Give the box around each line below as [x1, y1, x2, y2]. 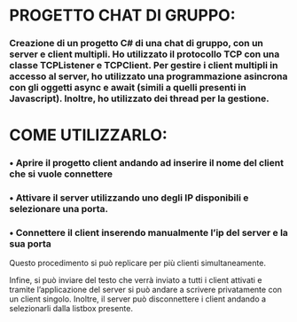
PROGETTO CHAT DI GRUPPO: [9, 5, 237, 26]
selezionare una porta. [9, 203, 109, 216]
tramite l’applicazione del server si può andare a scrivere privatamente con [9, 285, 282, 295]
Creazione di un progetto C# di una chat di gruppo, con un [9, 37, 264, 50]
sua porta [9, 238, 51, 250]
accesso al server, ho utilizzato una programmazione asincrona [9, 70, 288, 82]
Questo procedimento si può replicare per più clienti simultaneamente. [9, 258, 266, 269]
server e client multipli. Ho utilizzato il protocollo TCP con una [9, 48, 280, 60]
